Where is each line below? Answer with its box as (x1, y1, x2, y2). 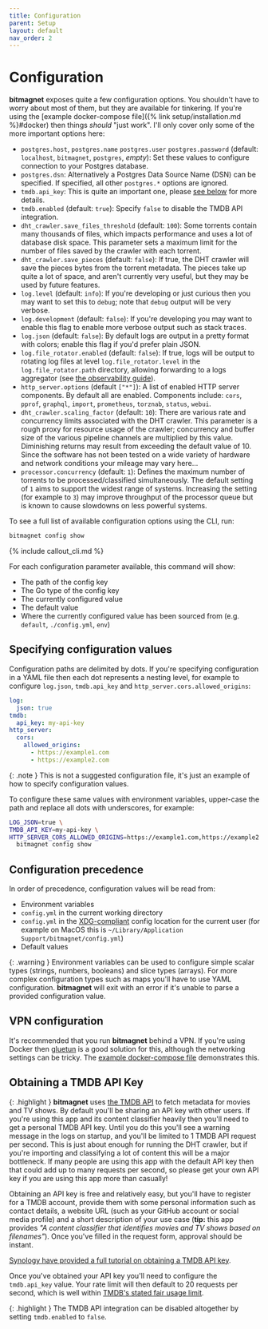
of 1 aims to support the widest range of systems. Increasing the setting (20, 484, 258, 494)
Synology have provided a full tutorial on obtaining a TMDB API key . (9, 1255, 231, 1265)
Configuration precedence (9, 862, 144, 876)
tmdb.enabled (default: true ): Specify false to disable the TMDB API (20, 204, 243, 213)
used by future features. (20, 281, 100, 290)
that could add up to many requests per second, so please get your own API (9, 1164, 259, 1175)
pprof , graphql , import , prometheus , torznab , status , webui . (20, 399, 212, 408)
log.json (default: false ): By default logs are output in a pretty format (20, 331, 250, 340)
